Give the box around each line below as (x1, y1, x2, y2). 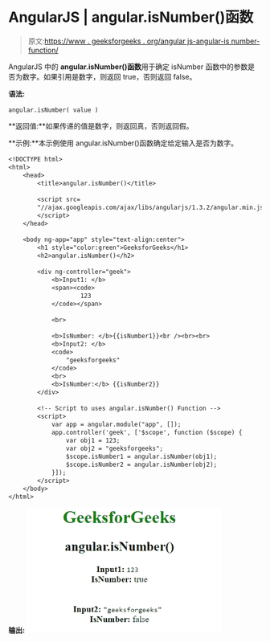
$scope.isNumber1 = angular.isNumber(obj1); (65, 452, 218, 460)
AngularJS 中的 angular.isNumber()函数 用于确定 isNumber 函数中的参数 (8, 62, 248, 72)
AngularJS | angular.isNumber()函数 (8, 8, 254, 27)
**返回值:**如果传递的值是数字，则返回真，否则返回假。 (8, 121, 194, 130)
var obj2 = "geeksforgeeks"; (65, 444, 163, 452)
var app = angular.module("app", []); (51, 420, 182, 428)
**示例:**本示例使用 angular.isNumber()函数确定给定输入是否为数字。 (8, 138, 239, 148)
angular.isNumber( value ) (8, 106, 99, 114)
